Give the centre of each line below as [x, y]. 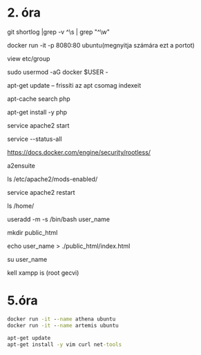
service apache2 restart [41, 192]
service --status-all [35, 139]
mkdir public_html [32, 232]
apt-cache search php [39, 99]
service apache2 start [38, 125]
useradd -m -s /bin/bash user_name [59, 219]
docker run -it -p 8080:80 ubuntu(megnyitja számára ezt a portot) [101, 45]
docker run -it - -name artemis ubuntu [63, 325]
